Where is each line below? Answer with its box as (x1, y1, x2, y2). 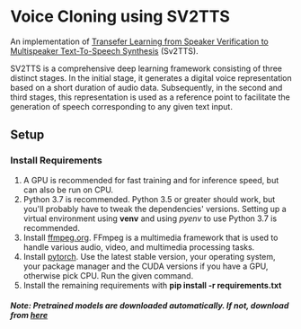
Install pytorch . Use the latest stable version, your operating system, (22, 251, 277, 262)
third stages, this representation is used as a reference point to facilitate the (10, 92, 290, 102)
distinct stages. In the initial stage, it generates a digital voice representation (10, 72, 293, 83)
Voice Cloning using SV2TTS (10, 6, 230, 27)
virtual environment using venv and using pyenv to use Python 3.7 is (22, 213, 278, 224)
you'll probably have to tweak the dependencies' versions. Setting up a (22, 203, 287, 214)
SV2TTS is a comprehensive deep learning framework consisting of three (10, 63, 282, 74)
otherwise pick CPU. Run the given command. (22, 270, 194, 280)
